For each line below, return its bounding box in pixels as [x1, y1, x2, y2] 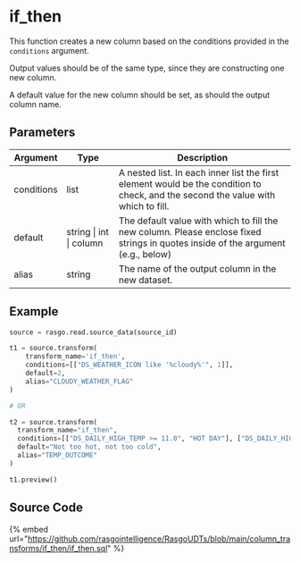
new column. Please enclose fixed [118, 225, 262, 238]
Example [9, 304, 59, 319]
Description [177, 151, 229, 164]
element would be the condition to [118, 177, 262, 189]
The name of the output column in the [118, 262, 277, 274]
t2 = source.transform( [9, 417, 98, 426]
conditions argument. [9, 45, 89, 55]
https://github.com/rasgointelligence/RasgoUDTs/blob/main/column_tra [27, 533, 291, 544]
